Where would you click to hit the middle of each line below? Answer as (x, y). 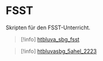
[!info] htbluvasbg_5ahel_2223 (59, 51)
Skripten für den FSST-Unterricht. (48, 27)
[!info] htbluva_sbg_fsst (50, 39)
